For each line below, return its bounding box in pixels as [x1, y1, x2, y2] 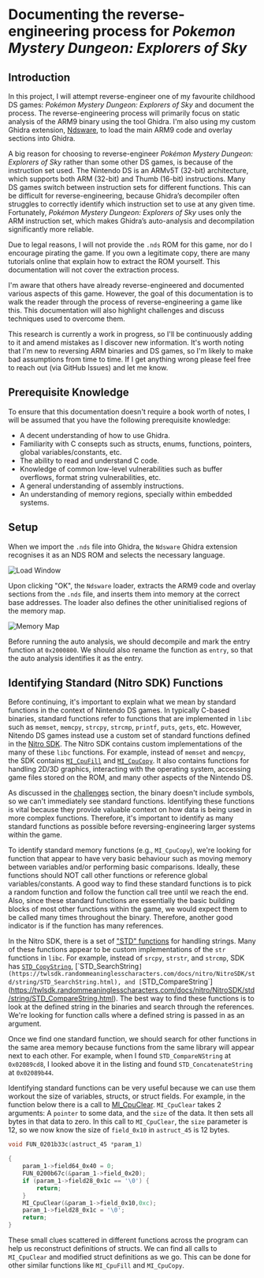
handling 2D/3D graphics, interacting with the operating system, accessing [8, 765, 251, 774]
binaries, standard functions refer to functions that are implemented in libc [8, 714, 252, 724]
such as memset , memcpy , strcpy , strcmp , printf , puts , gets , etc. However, [8, 722, 242, 732]
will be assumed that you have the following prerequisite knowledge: [8, 415, 231, 425]
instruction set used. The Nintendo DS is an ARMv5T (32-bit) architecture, [8, 166, 249, 175]
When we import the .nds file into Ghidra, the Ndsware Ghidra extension [8, 542, 238, 551]
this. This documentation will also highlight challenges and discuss [8, 306, 225, 315]
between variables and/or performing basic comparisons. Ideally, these [8, 862, 240, 872]
